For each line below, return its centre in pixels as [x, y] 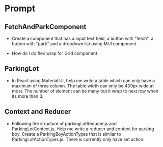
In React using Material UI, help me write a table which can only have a [83, 80]
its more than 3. [27, 96]
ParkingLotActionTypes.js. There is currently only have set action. [78, 139]
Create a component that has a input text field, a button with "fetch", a [82, 38]
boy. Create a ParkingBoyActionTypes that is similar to [66, 134]
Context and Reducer [38, 112]
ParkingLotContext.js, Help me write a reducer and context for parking [83, 129]
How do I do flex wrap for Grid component [54, 53]
